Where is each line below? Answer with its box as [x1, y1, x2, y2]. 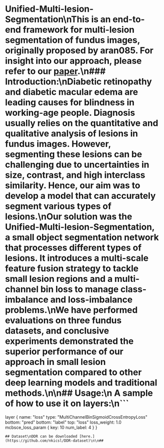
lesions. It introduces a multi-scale [5, 253, 149, 264]
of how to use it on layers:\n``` [5, 398, 129, 409]
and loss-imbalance [50, 294, 133, 305]
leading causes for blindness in [5, 97, 135, 108]
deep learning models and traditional [5, 377, 158, 388]
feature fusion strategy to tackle [5, 263, 139, 274]
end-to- [112, 14, 145, 25]
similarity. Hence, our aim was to [5, 180, 141, 191]
